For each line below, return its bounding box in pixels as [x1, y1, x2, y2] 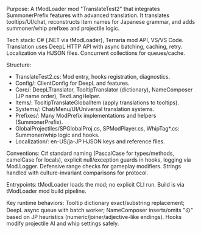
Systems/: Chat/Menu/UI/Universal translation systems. [15, 106, 155, 112]
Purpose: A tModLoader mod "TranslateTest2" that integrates [6, 5, 160, 12]
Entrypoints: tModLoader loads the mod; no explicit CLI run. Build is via [6, 181, 185, 188]
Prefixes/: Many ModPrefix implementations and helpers [15, 112, 157, 119]
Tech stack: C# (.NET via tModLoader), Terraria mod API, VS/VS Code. [6, 37, 184, 43]
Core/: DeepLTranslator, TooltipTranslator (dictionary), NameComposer [15, 86, 193, 93]
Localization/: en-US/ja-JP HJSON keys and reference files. [15, 138, 166, 145]
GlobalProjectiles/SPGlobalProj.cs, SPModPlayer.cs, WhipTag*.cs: [15, 125, 180, 132]
